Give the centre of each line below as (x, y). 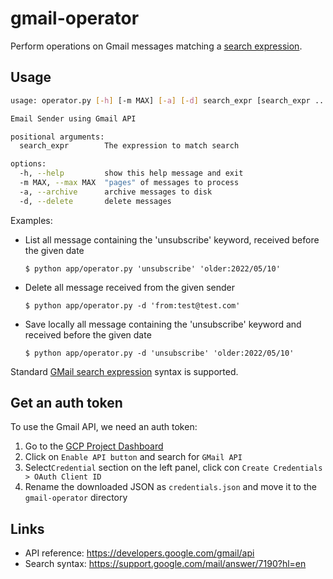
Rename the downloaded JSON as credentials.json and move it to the (170, 487)
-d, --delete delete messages (95, 201)
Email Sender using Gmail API (73, 118)
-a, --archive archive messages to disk (116, 192)
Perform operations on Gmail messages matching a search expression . (156, 46)
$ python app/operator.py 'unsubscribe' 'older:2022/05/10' (152, 268)
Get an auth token (66, 403)
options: (28, 164)
